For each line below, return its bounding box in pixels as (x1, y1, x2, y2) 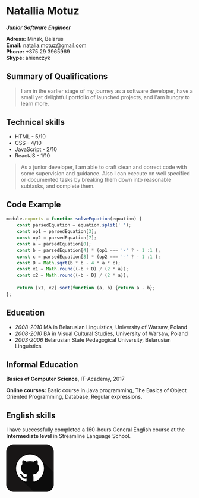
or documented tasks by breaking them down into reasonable (20, 176, 172, 183)
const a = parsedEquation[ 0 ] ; (17, 241, 92, 247)
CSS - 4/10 (14, 139, 42, 146)
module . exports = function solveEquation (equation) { (6, 216, 143, 222)
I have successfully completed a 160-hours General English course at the (6, 426, 185, 433)
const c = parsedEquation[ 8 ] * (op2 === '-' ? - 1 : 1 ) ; (17, 254, 161, 260)
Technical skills (6, 117, 65, 127)
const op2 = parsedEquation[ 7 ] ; (17, 235, 97, 241)
